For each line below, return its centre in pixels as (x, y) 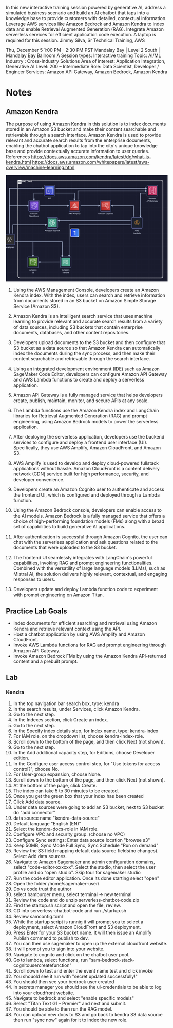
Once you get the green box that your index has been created (79, 796)
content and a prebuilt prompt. (45, 661)
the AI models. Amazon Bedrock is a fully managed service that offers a (89, 516)
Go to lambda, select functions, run (51, 960)
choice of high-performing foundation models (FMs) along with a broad (89, 521)
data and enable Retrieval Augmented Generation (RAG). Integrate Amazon (85, 29)
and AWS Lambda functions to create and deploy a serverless (79, 380)
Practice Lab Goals (36, 611)
